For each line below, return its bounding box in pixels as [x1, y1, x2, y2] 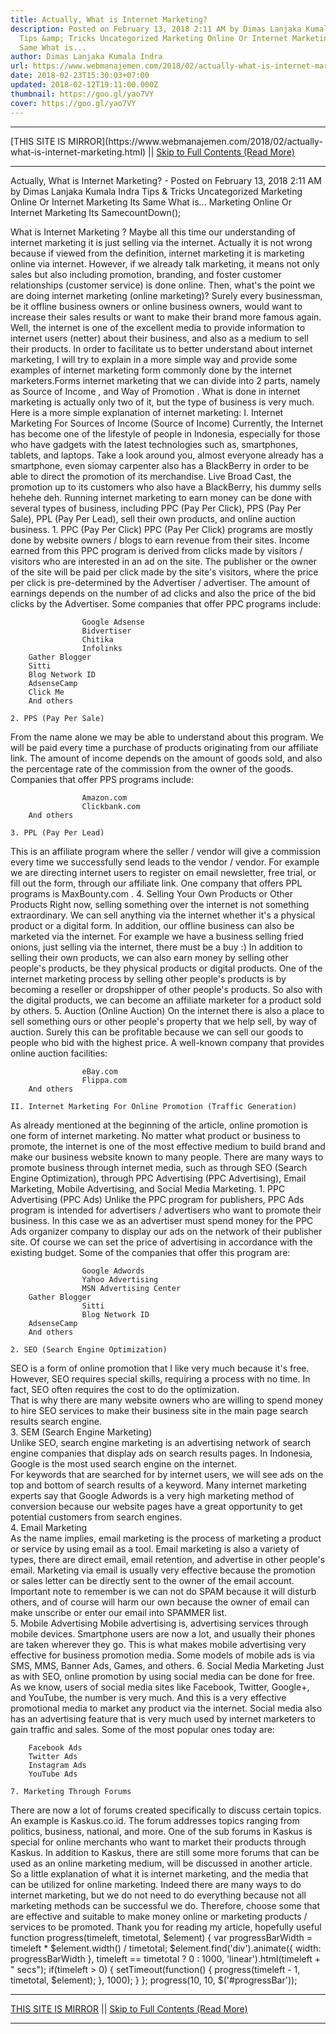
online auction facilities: [10, 1047, 108, 1059]
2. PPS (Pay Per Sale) [10, 713, 105, 723]
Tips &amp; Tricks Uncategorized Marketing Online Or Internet [19, 33, 288, 43]
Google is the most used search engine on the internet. [10, 1457, 237, 1470]
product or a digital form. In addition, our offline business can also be [10, 919, 295, 931]
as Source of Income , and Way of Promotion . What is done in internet [10, 385, 301, 397]
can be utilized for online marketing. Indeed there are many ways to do [10, 1878, 302, 1890]
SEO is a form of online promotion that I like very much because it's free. [10, 1362, 310, 1374]
